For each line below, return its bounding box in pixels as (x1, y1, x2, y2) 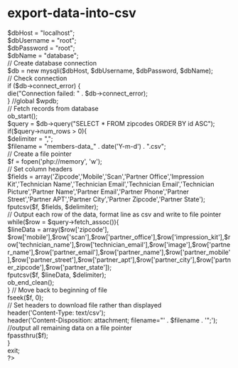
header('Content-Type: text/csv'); (7, 308, 106, 317)
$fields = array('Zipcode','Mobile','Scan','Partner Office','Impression (7, 172, 205, 181)
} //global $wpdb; (7, 96, 59, 105)
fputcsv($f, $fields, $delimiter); (7, 202, 99, 211)
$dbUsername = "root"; (7, 36, 77, 44)
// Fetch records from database (7, 104, 99, 112)
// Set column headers (7, 164, 73, 173)
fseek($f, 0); (7, 293, 44, 302)
